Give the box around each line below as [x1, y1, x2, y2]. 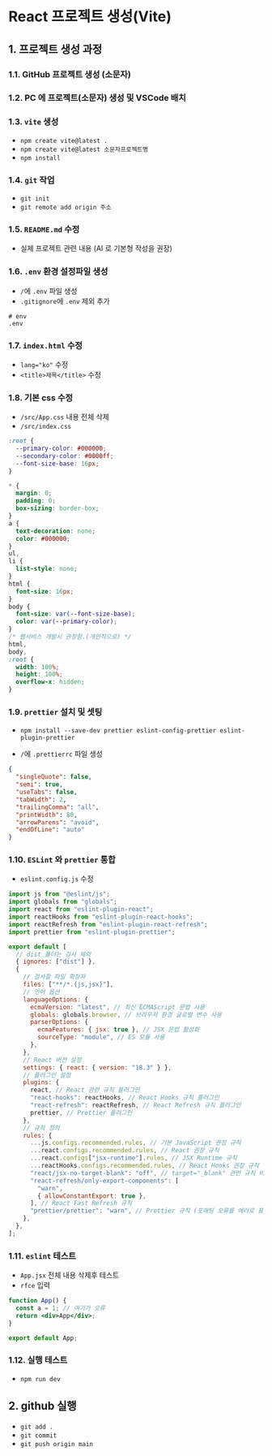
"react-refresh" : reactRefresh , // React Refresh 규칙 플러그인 [29, 1101, 241, 1109]
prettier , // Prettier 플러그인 [29, 1108, 133, 1117]
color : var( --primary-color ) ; [15, 618, 117, 626]
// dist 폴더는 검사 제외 [15, 950, 91, 958]
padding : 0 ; [15, 497, 57, 505]
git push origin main [19, 1440, 93, 1448]
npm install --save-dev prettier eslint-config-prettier [19, 727, 217, 735]
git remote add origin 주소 [19, 204, 112, 212]
